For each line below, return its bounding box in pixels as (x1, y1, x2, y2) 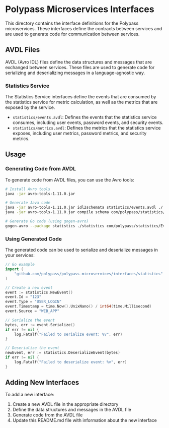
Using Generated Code (5, 235, 62, 242)
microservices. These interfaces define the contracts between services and (5, 25, 162, 31)
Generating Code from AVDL (5, 165, 76, 172)
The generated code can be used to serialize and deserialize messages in (5, 247, 158, 253)
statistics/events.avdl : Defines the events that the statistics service (12, 114, 157, 120)
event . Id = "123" (5, 294, 42, 299)
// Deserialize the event (5, 345, 59, 351)
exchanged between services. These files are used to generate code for (5, 64, 155, 70)
